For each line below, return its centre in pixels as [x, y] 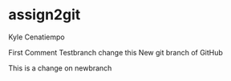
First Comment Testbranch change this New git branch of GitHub [115, 52]
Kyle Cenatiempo [37, 37]
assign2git [45, 15]
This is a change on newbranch [60, 68]
